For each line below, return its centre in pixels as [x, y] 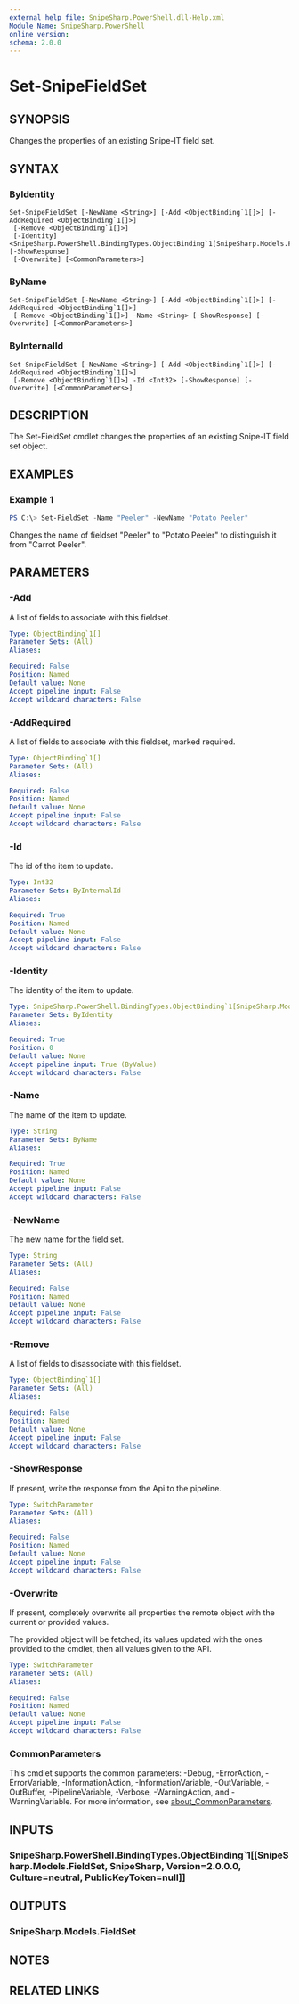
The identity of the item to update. [72, 990]
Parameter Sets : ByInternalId [65, 891]
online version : [39, 34]
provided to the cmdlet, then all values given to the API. [110, 1648]
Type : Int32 [31, 883]
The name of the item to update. [68, 1114]
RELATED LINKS [54, 1990]
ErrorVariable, [35, 1783]
